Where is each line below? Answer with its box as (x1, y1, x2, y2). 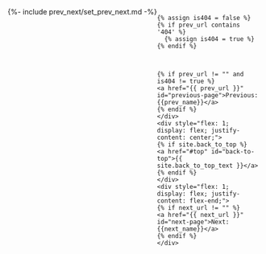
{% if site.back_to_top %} (156, 141, 247, 149)
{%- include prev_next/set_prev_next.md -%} (7, 7, 158, 16)
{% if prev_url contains (156, 21, 241, 29)
